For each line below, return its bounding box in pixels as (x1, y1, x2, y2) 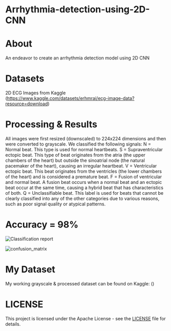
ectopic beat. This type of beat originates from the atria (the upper (5, 152, 146, 158)
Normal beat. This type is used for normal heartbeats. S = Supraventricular (5, 147, 163, 152)
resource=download (5, 101, 48, 107)
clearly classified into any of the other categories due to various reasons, (5, 196, 160, 201)
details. (5, 321, 21, 327)
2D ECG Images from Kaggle (5, 90, 66, 96)
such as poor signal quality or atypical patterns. (5, 201, 106, 207)
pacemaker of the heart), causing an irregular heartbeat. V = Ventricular (5, 163, 157, 169)
